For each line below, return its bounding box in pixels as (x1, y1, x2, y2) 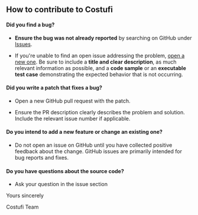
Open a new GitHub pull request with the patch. (14, 97, 131, 104)
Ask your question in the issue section (14, 181, 108, 188)
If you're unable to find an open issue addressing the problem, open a (14, 52, 185, 59)
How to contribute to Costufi (6, 5, 113, 15)
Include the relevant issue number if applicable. (14, 115, 131, 122)
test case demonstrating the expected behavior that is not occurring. (14, 71, 183, 78)
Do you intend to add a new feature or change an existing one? (6, 128, 163, 135)
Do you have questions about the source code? (6, 167, 124, 174)
